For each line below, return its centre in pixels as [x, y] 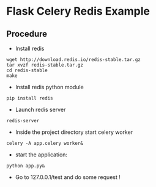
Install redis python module [49, 87]
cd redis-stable [27, 70]
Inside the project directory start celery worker [74, 132]
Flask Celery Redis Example [78, 11]
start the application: [41, 155]
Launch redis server [40, 109]
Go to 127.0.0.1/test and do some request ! [68, 177]
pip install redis [30, 98]
